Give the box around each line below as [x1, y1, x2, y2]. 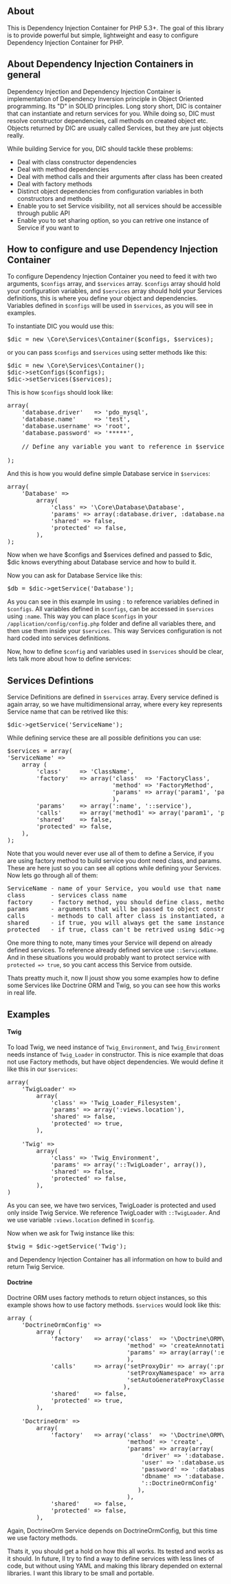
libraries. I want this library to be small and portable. [7, 1569, 155, 1577]
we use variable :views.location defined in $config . [7, 1215, 155, 1224]
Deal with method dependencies [16, 165, 109, 173]
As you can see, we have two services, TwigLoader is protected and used [7, 1201, 217, 1209]
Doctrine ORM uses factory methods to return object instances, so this [7, 1294, 208, 1302]
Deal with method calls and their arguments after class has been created [16, 172, 223, 181]
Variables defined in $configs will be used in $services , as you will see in [7, 302, 213, 310]
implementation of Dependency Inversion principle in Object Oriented [7, 94, 204, 102]
